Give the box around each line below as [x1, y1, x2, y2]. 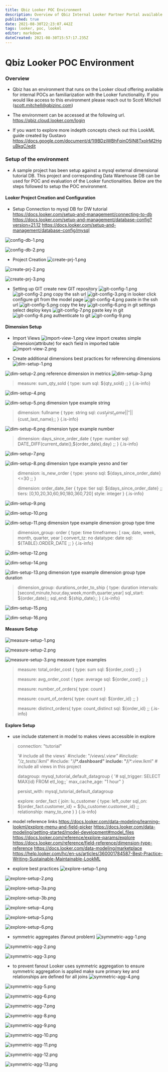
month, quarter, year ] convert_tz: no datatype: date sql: [17, 535, 133, 541]
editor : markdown [5, 31, 42, 36]
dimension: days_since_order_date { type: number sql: [17, 435, 129, 441]
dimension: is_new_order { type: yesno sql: [17, 470, 106, 476]
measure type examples [57, 657, 107, 663]
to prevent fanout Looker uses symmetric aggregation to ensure [12, 963, 145, 969]
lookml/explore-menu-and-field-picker [12, 824, 93, 830]
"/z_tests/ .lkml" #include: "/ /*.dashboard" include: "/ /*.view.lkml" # [17, 758, 158, 764]
